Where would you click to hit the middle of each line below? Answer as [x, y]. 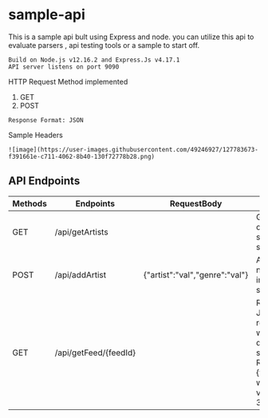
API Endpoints [44, 181]
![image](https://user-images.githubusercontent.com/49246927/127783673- [134, 149]
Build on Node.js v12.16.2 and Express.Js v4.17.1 [94, 60]
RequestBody [196, 203]
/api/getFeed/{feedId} [95, 353]
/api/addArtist [81, 274]
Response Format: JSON [46, 120]
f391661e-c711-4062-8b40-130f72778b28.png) [82, 156]
